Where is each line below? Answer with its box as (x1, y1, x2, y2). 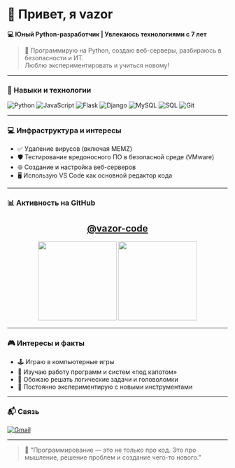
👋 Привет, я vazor (7, 6, 113, 22)
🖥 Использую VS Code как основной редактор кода (17, 171, 173, 180)
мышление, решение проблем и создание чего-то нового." (24, 453, 201, 462)
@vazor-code (87, 222, 148, 234)
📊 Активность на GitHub (7, 198, 96, 208)
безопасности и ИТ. (24, 53, 84, 62)
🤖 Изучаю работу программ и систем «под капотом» (17, 368, 177, 376)
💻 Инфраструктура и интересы (7, 126, 122, 135)
